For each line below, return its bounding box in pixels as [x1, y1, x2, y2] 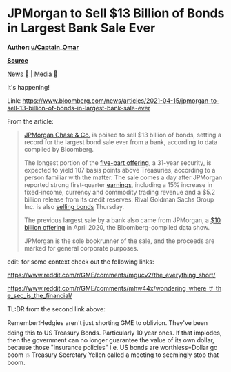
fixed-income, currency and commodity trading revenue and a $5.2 [23, 188, 216, 196]
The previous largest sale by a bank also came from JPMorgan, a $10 [23, 216, 221, 224]
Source [7, 56, 29, 64]
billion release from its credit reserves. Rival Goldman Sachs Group [23, 195, 214, 204]
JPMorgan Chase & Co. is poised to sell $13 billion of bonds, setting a [23, 130, 222, 139]
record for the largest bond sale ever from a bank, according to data [23, 137, 218, 146]
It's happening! [7, 83, 50, 91]
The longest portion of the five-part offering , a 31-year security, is [23, 158, 212, 167]
